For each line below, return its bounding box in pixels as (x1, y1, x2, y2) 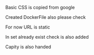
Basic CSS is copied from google (5, 5, 75, 10)
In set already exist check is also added (5, 34, 89, 40)
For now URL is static (5, 24, 50, 30)
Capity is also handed (5, 44, 51, 50)
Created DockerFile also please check (5, 14, 86, 20)
